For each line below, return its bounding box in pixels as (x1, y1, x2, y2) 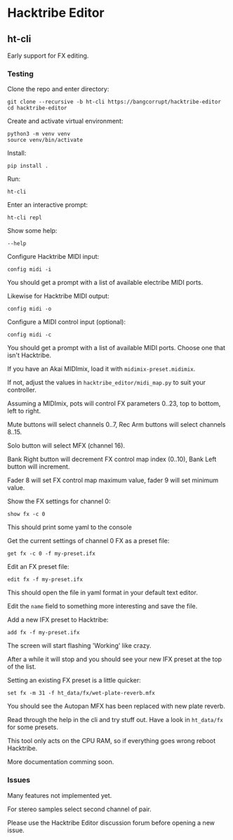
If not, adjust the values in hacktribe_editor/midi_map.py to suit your (7, 378, 206, 387)
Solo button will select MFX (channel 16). (7, 441, 125, 450)
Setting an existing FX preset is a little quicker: (7, 676, 142, 685)
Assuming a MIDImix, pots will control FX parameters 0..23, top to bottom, (7, 399, 221, 408)
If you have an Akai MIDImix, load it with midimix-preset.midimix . (7, 365, 196, 373)
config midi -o (7, 305, 52, 313)
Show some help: (7, 227, 58, 235)
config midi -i (7, 266, 52, 273)
